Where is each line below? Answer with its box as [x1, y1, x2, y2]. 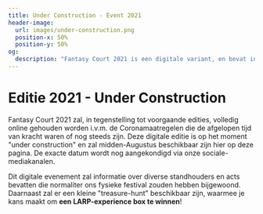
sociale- [202, 148, 229, 158]
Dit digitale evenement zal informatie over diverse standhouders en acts [8, 172, 240, 181]
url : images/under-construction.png [15, 26, 135, 34]
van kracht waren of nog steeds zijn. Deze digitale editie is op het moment [8, 131, 248, 141]
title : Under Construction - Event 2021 [8, 11, 142, 20]
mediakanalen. [8, 156, 56, 165]
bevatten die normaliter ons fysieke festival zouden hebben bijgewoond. [8, 180, 241, 189]
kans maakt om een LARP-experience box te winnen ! [8, 197, 182, 206]
